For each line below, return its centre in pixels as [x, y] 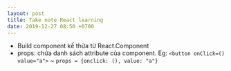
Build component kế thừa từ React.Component [83, 46]
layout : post [26, 13]
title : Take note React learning [55, 20]
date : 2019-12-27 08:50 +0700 [51, 26]
